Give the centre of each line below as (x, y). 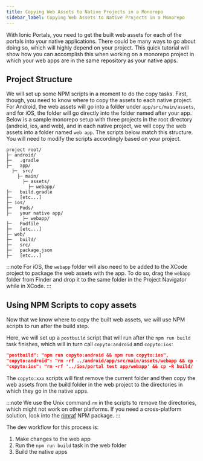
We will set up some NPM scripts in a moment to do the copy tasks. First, (97, 94)
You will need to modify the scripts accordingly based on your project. (94, 139)
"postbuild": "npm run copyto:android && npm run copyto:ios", (88, 355)
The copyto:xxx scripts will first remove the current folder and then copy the (101, 378)
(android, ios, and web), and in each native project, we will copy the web (96, 126)
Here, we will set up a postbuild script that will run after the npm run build (98, 338)
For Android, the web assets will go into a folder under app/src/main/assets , (101, 107)
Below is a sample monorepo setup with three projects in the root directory (99, 120)
